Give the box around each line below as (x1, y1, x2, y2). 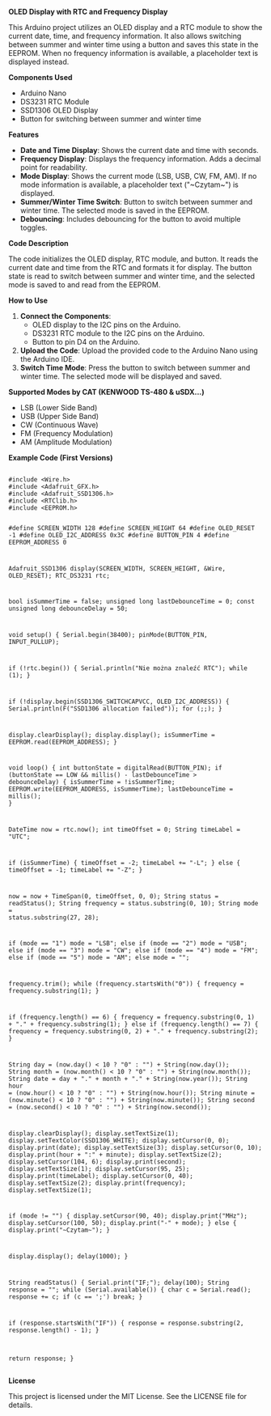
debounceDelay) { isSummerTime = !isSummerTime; (8, 778, 176, 786)
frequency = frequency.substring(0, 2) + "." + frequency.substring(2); (8, 1028, 259, 1036)
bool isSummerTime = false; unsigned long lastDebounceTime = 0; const (8, 598, 255, 606)
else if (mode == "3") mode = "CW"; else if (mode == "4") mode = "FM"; (8, 947, 259, 955)
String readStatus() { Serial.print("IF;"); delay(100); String (8, 1278, 230, 1287)
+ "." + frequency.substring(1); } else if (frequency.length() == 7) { (8, 1020, 259, 1028)
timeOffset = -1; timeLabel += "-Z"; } (8, 866, 143, 874)
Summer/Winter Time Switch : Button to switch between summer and (19, 197, 253, 206)
